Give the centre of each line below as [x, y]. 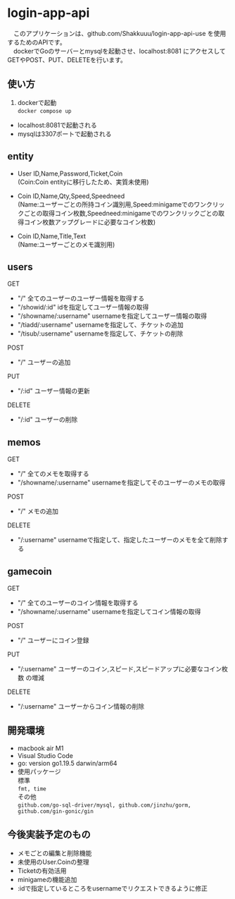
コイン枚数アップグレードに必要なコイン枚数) [90, 222]
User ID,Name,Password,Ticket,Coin [70, 173]
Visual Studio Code [45, 755]
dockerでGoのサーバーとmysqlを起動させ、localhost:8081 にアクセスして [120, 51]
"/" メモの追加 [38, 511]
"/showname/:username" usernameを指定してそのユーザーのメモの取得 [121, 483]
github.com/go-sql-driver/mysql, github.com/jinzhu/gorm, [104, 805]
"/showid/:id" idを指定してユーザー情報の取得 [83, 307]
